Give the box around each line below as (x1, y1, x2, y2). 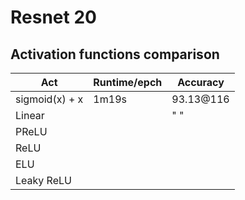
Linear (15, 109, 45, 122)
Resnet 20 (10, 6, 97, 29)
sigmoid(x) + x (15, 92, 84, 106)
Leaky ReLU (15, 174, 72, 187)
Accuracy (177, 76, 225, 89)
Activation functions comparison (10, 46, 220, 63)
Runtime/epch (93, 76, 163, 89)
